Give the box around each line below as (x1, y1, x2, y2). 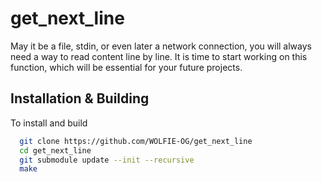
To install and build (10, 117, 88, 129)
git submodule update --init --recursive (19, 155, 195, 165)
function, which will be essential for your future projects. (10, 61, 243, 73)
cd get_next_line (19, 145, 92, 156)
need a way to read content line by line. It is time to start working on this (10, 50, 308, 62)
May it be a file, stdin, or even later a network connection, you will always (10, 40, 312, 52)
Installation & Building (10, 90, 150, 107)
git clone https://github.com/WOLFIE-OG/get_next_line (19, 136, 253, 146)
